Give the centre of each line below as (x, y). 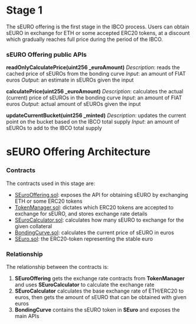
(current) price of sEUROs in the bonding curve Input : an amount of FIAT (94, 98)
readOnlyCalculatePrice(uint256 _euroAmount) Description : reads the (93, 67)
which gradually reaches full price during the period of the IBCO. (85, 39)
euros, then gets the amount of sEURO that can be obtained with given (101, 297)
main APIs (27, 316)
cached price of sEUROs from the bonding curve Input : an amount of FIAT (96, 74)
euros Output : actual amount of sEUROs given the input (73, 104)
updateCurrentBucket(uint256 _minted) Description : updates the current (96, 115)
